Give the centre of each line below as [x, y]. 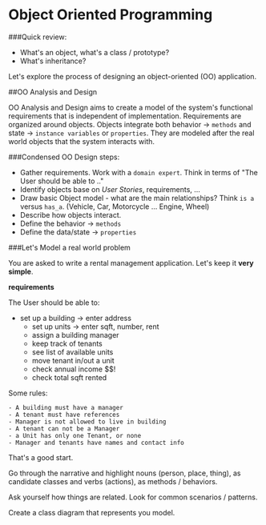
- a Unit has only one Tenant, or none [75, 435]
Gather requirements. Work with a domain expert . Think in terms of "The [139, 172]
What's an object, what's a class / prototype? [95, 52]
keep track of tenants [67, 343]
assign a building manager [75, 335]
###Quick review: [38, 37]
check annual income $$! [74, 369]
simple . [21, 271]
